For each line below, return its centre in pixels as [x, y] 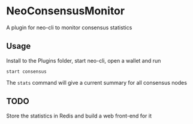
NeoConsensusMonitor [65, 11]
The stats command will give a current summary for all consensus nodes [97, 82]
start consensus [26, 72]
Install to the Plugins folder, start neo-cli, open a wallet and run [84, 60]
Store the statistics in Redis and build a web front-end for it [79, 116]
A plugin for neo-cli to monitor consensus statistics [69, 27]
